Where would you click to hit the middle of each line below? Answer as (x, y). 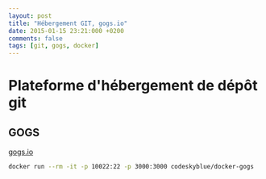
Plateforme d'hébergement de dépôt (133, 86)
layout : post (30, 16)
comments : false (35, 38)
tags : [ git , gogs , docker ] (54, 46)
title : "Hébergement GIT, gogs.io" (68, 23)
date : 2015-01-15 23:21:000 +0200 (66, 31)
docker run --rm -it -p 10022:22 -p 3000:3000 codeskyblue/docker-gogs (131, 167)
